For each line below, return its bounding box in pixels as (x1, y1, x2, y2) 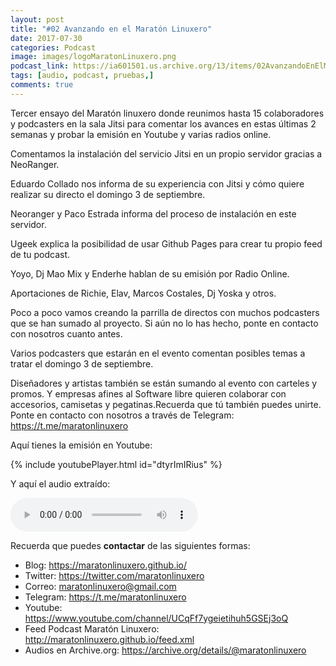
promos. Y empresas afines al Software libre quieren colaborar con (10, 387, 287, 400)
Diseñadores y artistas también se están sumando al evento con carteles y (10, 377, 318, 389)
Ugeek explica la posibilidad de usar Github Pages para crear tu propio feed (10, 237, 323, 250)
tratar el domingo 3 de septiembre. (10, 357, 154, 370)
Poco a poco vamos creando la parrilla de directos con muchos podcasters (10, 306, 320, 318)
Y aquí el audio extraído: (10, 477, 111, 490)
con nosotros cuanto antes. (10, 327, 123, 340)
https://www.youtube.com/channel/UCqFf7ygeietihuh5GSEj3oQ (24, 612, 289, 624)
